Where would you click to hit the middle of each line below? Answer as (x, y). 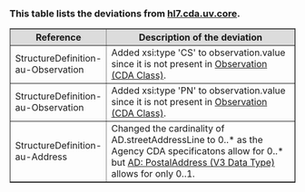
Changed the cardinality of (168, 129)
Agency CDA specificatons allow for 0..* (197, 151)
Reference (59, 37)
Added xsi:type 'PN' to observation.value (198, 91)
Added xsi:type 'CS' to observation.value (198, 53)
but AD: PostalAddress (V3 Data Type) (193, 163)
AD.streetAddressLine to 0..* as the (187, 140)
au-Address (41, 157)
